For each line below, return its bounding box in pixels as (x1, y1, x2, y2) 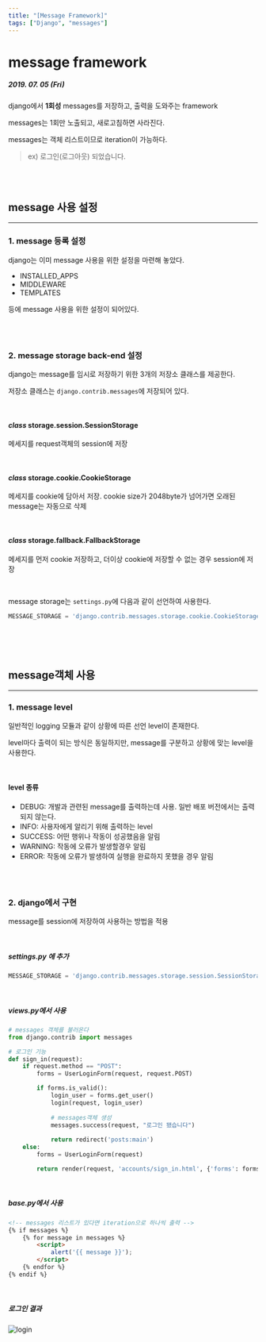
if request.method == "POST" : (22, 1063, 123, 1071)
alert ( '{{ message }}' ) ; (50, 1248, 133, 1256)
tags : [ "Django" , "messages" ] (8, 19, 108, 27)
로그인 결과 (8, 1304, 42, 1313)
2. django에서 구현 (8, 897, 78, 908)
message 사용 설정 (8, 201, 98, 214)
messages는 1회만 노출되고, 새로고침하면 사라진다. (8, 117, 165, 127)
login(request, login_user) (50, 1098, 144, 1107)
